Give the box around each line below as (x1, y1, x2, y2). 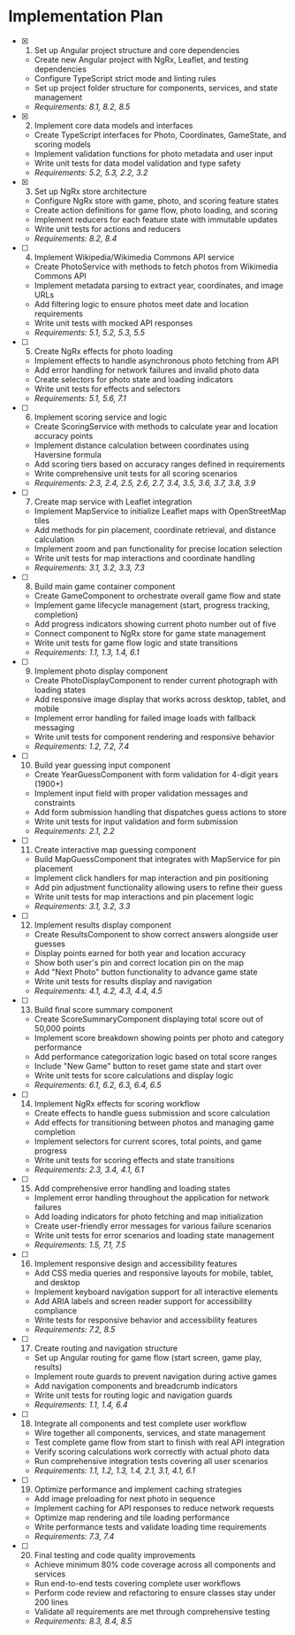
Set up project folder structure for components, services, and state (34, 82, 278, 93)
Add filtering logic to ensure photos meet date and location (34, 298, 249, 309)
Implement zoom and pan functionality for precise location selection (34, 543, 283, 554)
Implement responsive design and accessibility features (34, 1258, 238, 1269)
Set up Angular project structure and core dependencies (34, 44, 240, 55)
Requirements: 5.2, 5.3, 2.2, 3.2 (34, 166, 148, 178)
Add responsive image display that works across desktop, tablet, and (34, 693, 286, 705)
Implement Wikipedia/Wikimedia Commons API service (34, 251, 235, 262)
